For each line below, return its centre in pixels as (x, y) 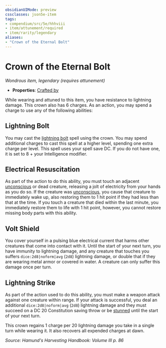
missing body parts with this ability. (41, 213)
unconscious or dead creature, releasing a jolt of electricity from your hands (83, 186)
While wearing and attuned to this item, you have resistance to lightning (78, 99)
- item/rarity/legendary (31, 33)
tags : (11, 19)
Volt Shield (22, 228)
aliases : (14, 38)
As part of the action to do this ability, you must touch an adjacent (72, 181)
